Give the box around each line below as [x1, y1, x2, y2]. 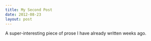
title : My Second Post [5, 7, 52, 12]
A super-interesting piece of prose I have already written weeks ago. [5, 30, 146, 36]
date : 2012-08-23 [5, 12, 41, 17]
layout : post [5, 16, 32, 21]
